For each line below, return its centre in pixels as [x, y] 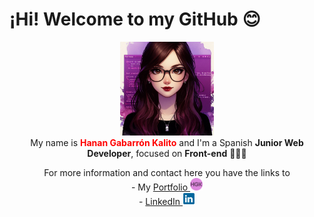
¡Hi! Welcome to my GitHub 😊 [135, 19]
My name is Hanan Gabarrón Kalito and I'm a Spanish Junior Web [167, 142]
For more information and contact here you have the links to [167, 172]
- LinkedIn [159, 201]
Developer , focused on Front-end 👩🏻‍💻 [167, 153]
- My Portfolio [159, 187]
